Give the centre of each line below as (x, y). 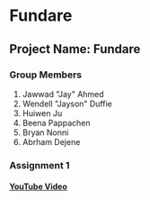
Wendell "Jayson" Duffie (67, 104)
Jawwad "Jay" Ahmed (63, 94)
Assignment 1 (40, 165)
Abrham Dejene (51, 141)
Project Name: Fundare (75, 49)
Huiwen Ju (42, 113)
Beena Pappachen (57, 123)
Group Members (46, 75)
